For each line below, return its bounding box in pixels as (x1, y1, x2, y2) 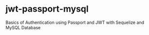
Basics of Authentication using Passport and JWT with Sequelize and (5, 19, 145, 25)
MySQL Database (5, 24, 41, 30)
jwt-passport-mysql (5, 3, 89, 15)
